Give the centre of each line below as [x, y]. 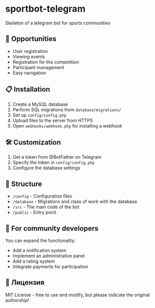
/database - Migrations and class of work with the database [75, 202]
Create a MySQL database [40, 104]
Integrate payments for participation [50, 267]
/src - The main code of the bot [46, 207]
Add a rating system [34, 261]
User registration [30, 51]
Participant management [38, 67]
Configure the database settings [46, 168]
